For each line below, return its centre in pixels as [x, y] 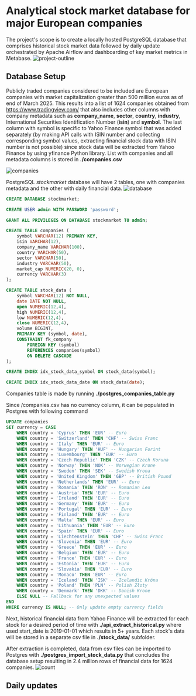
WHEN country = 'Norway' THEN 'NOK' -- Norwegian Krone [86, 466]
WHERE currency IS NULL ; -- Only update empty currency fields [85, 607]
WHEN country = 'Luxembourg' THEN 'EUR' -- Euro [77, 455]
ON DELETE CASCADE [49, 356]
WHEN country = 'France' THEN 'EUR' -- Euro [72, 558]
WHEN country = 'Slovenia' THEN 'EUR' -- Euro [74, 542]
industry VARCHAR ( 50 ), [44, 263]
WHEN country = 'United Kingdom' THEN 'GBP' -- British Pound [94, 476]
